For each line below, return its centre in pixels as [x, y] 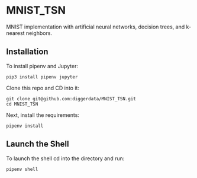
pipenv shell [22, 169]
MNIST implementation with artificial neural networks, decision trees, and [96, 27]
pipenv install [25, 126]
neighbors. [39, 33]
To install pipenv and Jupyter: [42, 66]
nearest [15, 33]
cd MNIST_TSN [22, 104]
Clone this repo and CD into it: [43, 88]
